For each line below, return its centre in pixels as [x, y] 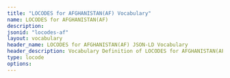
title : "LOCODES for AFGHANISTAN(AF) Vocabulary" [79, 13]
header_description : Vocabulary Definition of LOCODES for [93, 52]
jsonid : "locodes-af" [38, 32]
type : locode [26, 58]
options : [20, 64]
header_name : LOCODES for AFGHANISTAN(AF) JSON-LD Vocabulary [98, 45]
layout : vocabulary [35, 39]
